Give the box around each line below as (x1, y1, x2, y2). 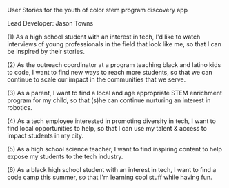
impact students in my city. (7, 131, 84, 140)
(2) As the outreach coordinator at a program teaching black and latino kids (7, 61, 221, 68)
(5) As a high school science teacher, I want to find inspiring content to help (7, 145, 222, 153)
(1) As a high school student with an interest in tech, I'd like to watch (7, 32, 201, 41)
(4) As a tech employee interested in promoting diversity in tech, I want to (7, 117, 216, 125)
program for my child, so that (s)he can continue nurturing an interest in (7, 96, 211, 104)
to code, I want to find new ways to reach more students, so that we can (7, 68, 212, 76)
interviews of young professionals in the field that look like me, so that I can (7, 40, 222, 48)
